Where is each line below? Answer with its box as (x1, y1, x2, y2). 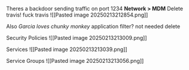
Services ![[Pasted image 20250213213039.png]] (6, 46, 127, 53)
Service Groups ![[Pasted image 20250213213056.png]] (6, 58, 144, 64)
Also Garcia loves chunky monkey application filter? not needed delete (6, 23, 181, 30)
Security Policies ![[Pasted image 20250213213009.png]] (6, 34, 148, 41)
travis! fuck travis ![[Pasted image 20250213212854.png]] (6, 11, 148, 18)
